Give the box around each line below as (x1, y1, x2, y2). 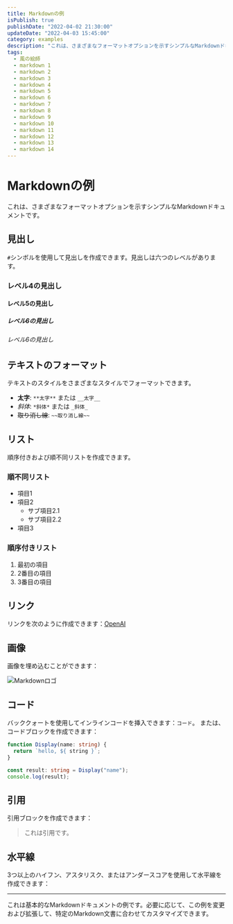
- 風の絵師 (13, 56, 41, 63)
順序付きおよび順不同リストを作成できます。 (7, 453, 135, 462)
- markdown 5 (13, 88, 51, 95)
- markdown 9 (13, 113, 51, 120)
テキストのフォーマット (7, 359, 107, 371)
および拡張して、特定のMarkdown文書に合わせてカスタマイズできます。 (7, 909, 213, 918)
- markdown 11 (13, 127, 54, 133)
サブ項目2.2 (27, 515, 62, 524)
